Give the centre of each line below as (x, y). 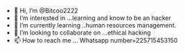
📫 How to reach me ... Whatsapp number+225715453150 (96, 40)
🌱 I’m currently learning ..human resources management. (95, 25)
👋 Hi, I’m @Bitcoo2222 (46, 11)
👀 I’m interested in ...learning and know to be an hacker (92, 18)
